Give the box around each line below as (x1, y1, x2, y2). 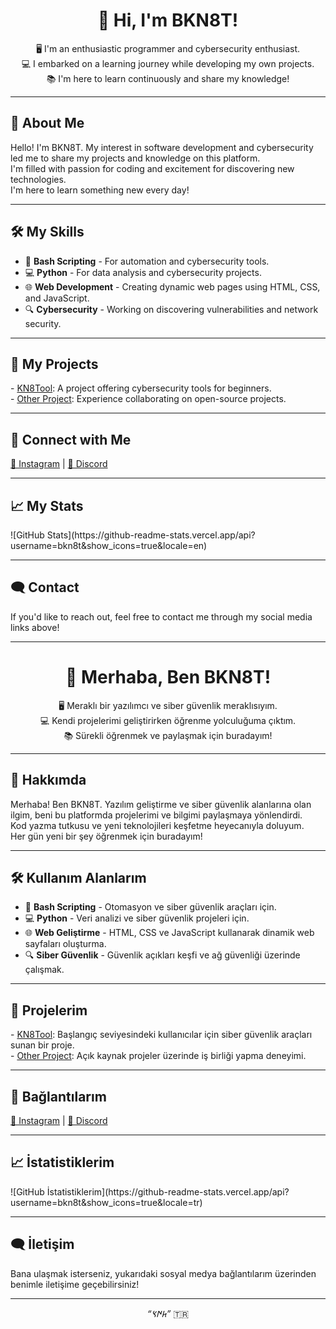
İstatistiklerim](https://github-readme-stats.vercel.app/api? (46, 1185, 290, 1198)
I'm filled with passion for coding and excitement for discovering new (10, 162, 295, 174)
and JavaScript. (24, 292, 90, 304)
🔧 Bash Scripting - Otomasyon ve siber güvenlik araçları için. (24, 901, 277, 913)
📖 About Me (10, 115, 85, 132)
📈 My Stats (10, 497, 84, 514)
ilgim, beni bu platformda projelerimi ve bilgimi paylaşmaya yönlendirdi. (10, 809, 303, 821)
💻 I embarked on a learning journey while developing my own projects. (21, 57, 315, 69)
